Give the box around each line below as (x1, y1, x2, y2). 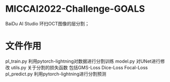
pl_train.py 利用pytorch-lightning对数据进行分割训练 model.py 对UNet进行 (5, 58, 161, 64)
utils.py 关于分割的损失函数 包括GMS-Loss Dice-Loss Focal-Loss (11, 64, 148, 70)
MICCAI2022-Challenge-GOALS (5, 3, 145, 15)
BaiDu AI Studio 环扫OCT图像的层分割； (5, 20, 90, 26)
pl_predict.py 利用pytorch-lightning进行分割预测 (5, 71, 107, 77)
